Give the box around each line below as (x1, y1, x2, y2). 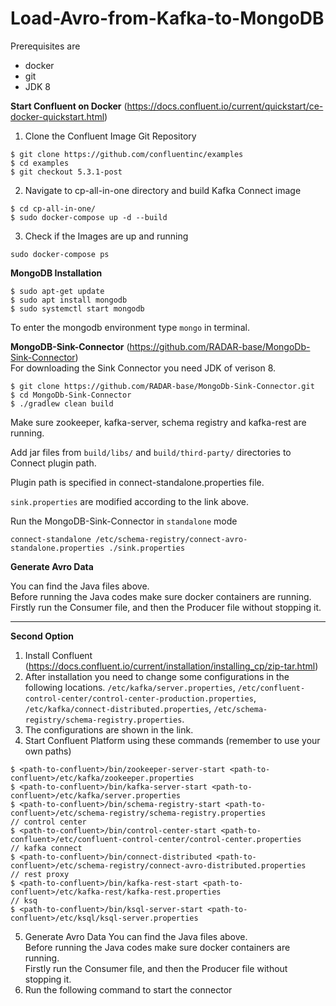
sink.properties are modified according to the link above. (10, 495, 249, 507)
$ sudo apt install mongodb (10, 295, 128, 305)
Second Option (10, 630, 75, 642)
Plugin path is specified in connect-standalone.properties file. (10, 476, 265, 488)
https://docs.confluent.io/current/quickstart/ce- (126, 100, 324, 112)
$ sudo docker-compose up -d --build (10, 212, 168, 222)
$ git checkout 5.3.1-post (10, 167, 123, 177)
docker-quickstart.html (10, 110, 105, 122)
